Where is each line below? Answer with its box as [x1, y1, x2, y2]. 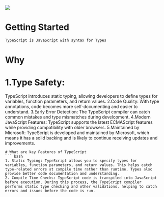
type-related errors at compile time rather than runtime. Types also [5, 167, 153, 171]
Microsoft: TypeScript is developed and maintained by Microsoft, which [5, 130, 150, 136]
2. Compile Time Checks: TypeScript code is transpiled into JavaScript [5, 175, 157, 180]
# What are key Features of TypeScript [5, 149, 87, 154]
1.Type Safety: [5, 77, 65, 88]
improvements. [5, 140, 35, 146]
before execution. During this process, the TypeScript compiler [5, 179, 141, 185]
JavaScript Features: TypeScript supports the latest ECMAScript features [5, 119, 153, 125]
